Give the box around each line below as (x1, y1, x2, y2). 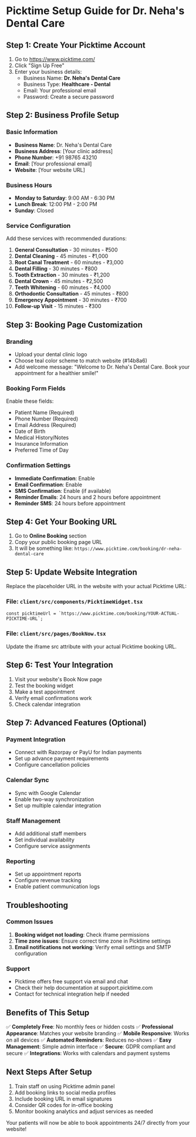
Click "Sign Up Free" (14, 62, 65, 69)
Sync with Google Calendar (14, 789, 81, 796)
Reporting (6, 857, 35, 865)
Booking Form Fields (6, 384, 66, 392)
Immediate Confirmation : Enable (14, 475, 95, 482)
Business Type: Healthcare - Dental (23, 81, 111, 88)
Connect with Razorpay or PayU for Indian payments (14, 749, 142, 756)
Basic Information (6, 128, 58, 136)
